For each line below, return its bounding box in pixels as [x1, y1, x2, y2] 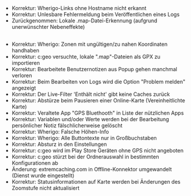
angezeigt [11, 84, 36, 91]
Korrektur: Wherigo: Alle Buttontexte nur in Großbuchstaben [11, 134, 157, 141]
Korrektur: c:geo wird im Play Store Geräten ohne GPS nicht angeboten [11, 147, 184, 154]
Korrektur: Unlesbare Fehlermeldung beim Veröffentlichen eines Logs [11, 11, 180, 18]
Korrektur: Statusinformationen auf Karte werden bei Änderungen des [11, 178, 181, 185]
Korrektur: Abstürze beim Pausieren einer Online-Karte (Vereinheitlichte [11, 97, 185, 104]
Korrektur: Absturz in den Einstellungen [11, 141, 107, 148]
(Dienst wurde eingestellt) [11, 172, 75, 179]
